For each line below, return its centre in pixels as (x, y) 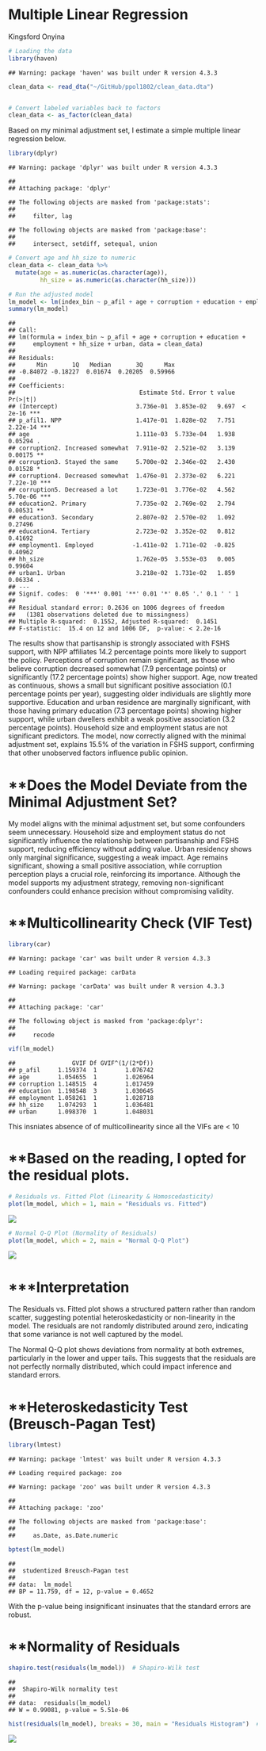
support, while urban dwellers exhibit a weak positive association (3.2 (122, 719)
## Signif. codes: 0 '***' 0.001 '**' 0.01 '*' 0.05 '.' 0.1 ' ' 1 (123, 594)
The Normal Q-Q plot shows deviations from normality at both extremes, (126, 1350)
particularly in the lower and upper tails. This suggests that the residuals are (132, 1358)
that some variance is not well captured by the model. (96, 1335)
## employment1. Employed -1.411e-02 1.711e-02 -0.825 (122, 546)
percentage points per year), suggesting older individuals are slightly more (130, 694)
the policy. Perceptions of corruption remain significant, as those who (122, 661)
